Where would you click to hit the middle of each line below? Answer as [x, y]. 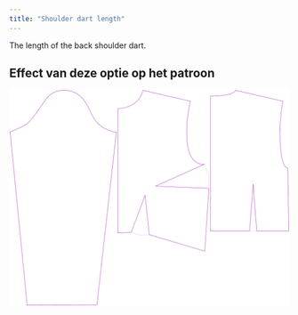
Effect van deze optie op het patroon [112, 73]
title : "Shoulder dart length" [67, 19]
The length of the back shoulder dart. [78, 45]
